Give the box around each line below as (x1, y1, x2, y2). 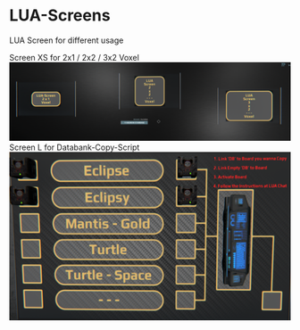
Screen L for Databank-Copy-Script (9, 142, 140, 153)
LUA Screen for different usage (9, 35, 124, 45)
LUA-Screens (9, 5, 111, 26)
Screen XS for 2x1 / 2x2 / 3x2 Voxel (9, 52, 140, 62)
